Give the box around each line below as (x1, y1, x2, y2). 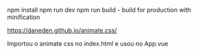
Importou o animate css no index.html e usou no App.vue (7, 40, 169, 47)
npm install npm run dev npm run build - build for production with (7, 6, 192, 14)
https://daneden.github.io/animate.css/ (7, 27, 118, 34)
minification (7, 13, 40, 21)
